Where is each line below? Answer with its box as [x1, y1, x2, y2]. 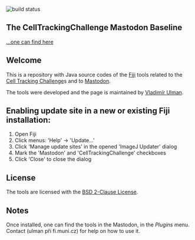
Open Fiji [14, 130, 37, 138]
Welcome [6, 55, 42, 65]
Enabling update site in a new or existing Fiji [6, 106, 170, 116]
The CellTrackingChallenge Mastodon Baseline [6, 22, 183, 32]
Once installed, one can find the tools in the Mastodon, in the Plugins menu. [6, 221, 190, 228]
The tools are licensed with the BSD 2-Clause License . [6, 189, 138, 196]
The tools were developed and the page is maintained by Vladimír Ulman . [6, 88, 184, 96]
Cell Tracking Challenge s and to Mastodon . [6, 77, 111, 84]
